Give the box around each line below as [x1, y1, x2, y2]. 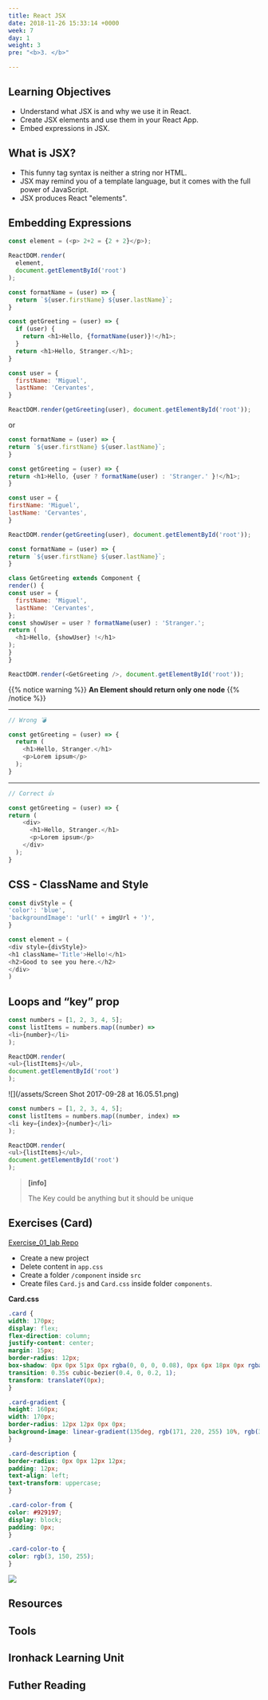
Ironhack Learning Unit [8, 1651, 125, 1665]
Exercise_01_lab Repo [8, 1237, 79, 1247]
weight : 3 [8, 41, 41, 49]
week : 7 [8, 26, 34, 34]
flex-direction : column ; [8, 1331, 91, 1340]
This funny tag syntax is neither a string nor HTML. [19, 168, 187, 177]
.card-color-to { [8, 1545, 66, 1553]
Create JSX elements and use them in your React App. [19, 115, 199, 124]
